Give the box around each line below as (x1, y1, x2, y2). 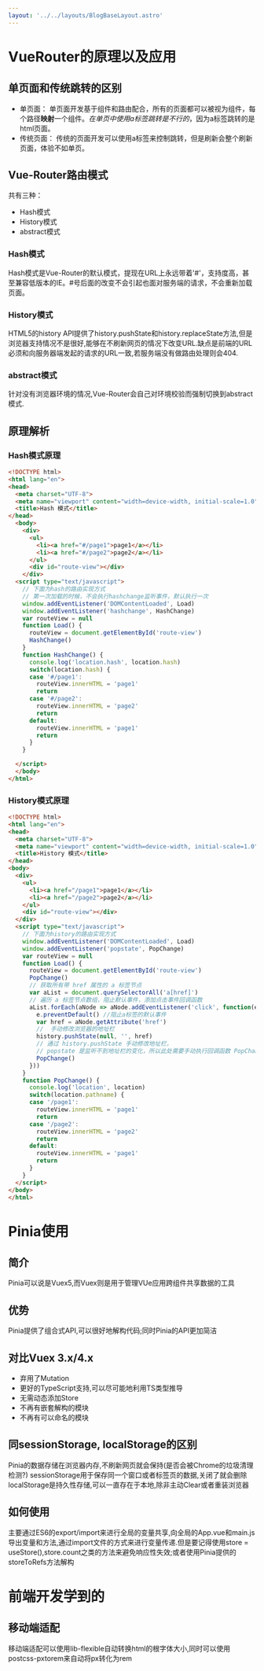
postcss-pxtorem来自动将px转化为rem (8, 1653, 132, 1663)
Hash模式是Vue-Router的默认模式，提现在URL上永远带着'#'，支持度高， (8, 268, 243, 278)
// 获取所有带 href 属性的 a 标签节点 (28, 981, 142, 989)
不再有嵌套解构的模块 (19, 1403, 89, 1412)
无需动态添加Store (19, 1393, 79, 1403)
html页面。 (19, 123, 55, 133)
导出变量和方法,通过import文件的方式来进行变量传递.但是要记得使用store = (8, 1537, 249, 1547)
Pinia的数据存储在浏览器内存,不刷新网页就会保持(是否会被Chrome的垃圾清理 (8, 1460, 254, 1470)
